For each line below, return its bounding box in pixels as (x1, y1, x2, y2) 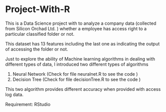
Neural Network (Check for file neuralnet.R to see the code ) (12, 71, 138, 77)
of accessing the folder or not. (5, 46, 68, 52)
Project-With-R (5, 4, 70, 15)
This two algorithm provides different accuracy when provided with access (5, 86, 161, 92)
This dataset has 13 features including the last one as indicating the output (5, 40, 160, 46)
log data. (5, 91, 24, 97)
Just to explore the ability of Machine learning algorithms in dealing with (5, 55, 155, 62)
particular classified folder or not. (5, 31, 75, 37)
